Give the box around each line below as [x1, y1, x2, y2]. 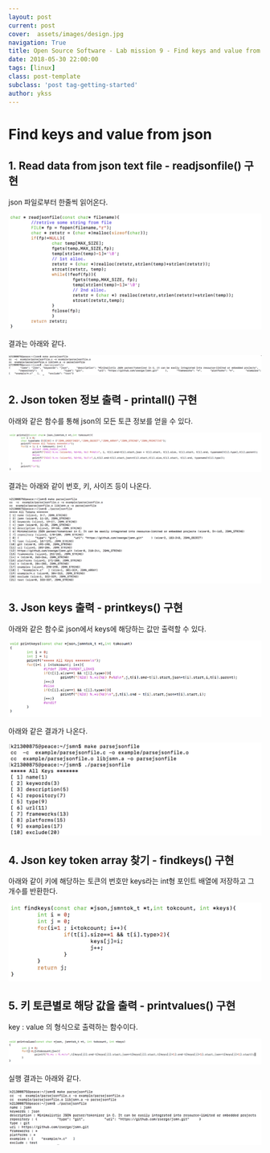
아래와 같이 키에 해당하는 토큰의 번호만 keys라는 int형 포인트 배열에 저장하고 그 [8, 876, 255, 886]
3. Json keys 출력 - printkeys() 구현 [8, 601, 183, 615]
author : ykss [8, 89, 52, 97]
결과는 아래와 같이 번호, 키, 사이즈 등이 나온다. [8, 481, 152, 491]
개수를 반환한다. [8, 886, 59, 895]
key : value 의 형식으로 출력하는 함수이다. [8, 1022, 138, 1031]
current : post [8, 21, 56, 30]
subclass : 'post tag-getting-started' [8, 81, 138, 89]
